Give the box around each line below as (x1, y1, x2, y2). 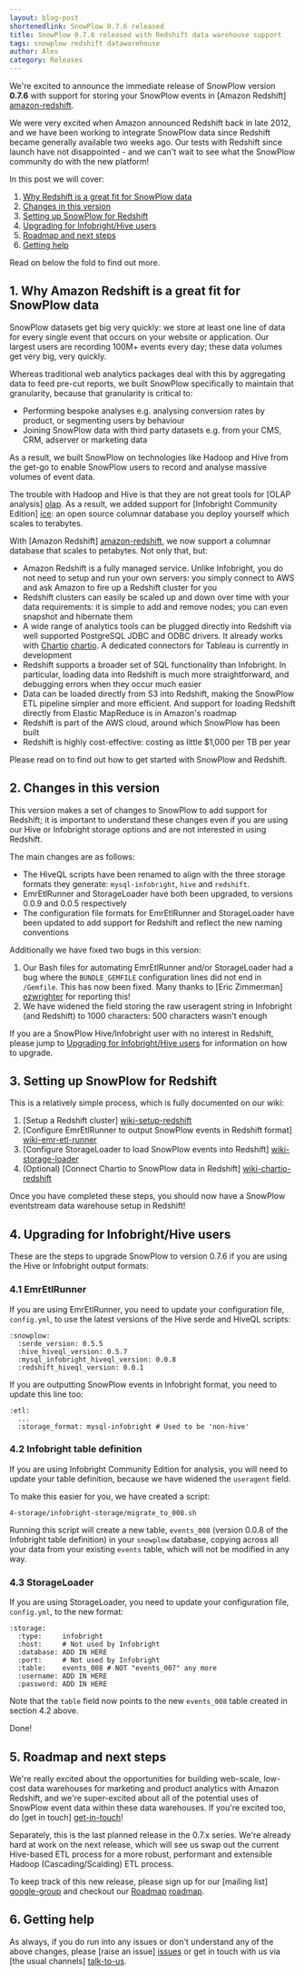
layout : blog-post (9, 13, 79, 23)
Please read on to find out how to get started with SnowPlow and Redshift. (9, 753, 288, 764)
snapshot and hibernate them (22, 611, 133, 622)
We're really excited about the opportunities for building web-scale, (9, 1773, 262, 1784)
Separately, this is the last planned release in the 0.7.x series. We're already (9, 1829, 291, 1840)
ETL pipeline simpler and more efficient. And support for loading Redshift (22, 697, 296, 709)
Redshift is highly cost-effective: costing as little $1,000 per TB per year (22, 736, 291, 747)
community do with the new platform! (9, 156, 150, 166)
